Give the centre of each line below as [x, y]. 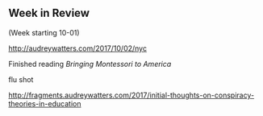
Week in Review [49, 13]
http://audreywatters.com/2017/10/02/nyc [78, 48]
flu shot [21, 79]
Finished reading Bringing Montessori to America [90, 64]
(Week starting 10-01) [44, 32]
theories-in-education [45, 103]
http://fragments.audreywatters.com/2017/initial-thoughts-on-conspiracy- [131, 95]
